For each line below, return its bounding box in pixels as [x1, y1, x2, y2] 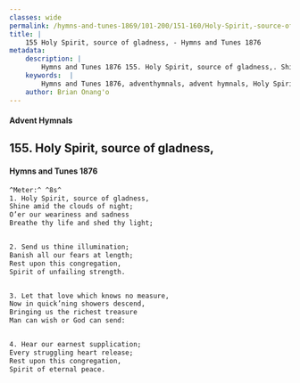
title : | [9, 29, 42, 38]
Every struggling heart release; [9, 348, 134, 357]
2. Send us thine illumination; [9, 242, 129, 252]
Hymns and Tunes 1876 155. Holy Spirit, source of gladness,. [41, 63, 278, 72]
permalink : [9, 21, 50, 30]
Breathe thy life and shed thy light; [9, 219, 154, 228]
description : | [25, 54, 82, 63]
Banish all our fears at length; [9, 250, 134, 259]
